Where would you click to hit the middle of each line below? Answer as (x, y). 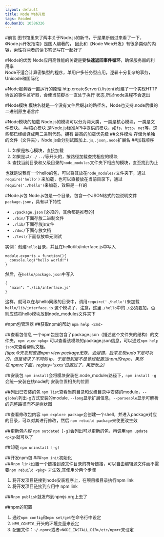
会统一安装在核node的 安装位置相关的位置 (47, 381)
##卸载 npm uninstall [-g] (32, 447)
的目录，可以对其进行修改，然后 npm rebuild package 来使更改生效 (71, 420)
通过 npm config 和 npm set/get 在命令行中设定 (57, 517)
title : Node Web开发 (25, 14)
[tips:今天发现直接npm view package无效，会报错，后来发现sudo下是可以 (79, 353)
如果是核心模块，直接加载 (38, 150)
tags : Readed (18, 19)
